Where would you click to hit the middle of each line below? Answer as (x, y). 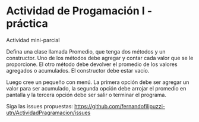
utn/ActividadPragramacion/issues (48, 112)
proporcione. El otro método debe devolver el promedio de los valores (92, 64)
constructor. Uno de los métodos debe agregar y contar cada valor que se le (100, 58)
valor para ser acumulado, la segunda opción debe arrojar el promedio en (96, 88)
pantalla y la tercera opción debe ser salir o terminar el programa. (86, 95)
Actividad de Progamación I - (79, 11)
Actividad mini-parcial (33, 40)
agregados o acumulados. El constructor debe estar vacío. (78, 70)
